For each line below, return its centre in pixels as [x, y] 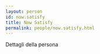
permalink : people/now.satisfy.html [50, 28]
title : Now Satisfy [29, 22]
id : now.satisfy [25, 17]
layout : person [24, 11]
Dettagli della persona [32, 45]
